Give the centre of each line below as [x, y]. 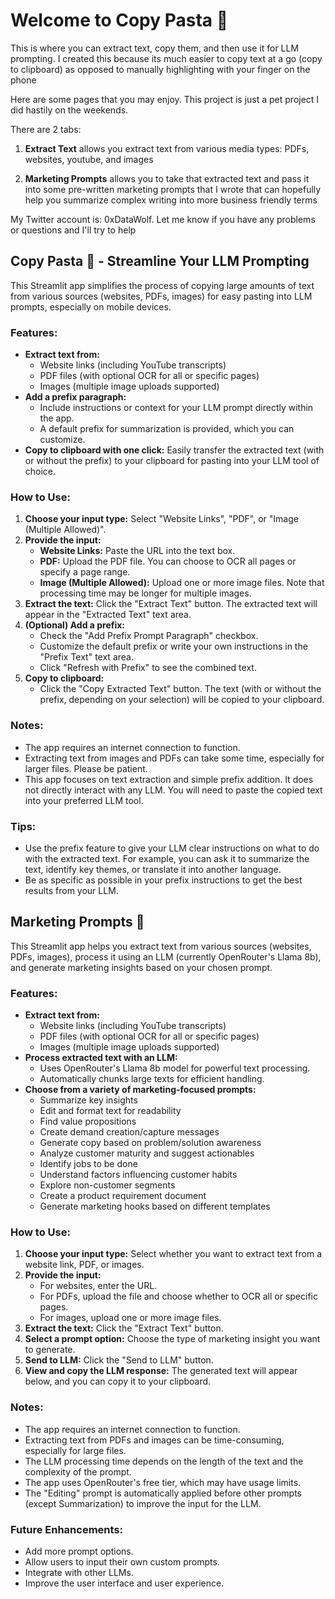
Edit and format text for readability [110, 1111]
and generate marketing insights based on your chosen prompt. [141, 967]
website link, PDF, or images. [84, 1265]
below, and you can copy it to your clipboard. [118, 1381]
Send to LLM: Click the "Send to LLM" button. [119, 1360]
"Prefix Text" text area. [86, 657]
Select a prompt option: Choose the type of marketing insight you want [172, 1339]
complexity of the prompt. [78, 1471]
